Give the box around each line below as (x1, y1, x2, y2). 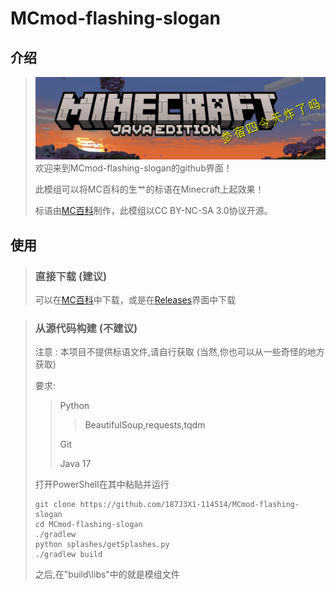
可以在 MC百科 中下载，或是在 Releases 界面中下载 (34, 294, 237, 306)
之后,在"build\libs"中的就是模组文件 (34, 568, 180, 581)
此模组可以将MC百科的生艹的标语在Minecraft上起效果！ (34, 183, 265, 196)
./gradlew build (34, 550, 103, 560)
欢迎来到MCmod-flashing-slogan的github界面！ (34, 162, 233, 174)
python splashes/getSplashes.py (34, 540, 170, 550)
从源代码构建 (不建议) (34, 321, 138, 335)
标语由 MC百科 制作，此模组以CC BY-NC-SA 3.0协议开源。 (34, 205, 273, 217)
